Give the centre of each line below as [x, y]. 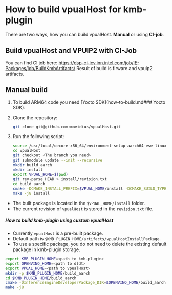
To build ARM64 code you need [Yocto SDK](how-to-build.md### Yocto [89, 102]
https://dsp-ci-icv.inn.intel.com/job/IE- [99, 63]
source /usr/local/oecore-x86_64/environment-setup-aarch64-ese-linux [90, 146]
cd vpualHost [27, 151]
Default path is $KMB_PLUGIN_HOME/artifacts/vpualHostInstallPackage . [87, 239]
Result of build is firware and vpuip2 [114, 68]
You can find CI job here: [31, 63]
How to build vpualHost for [63, 9]
